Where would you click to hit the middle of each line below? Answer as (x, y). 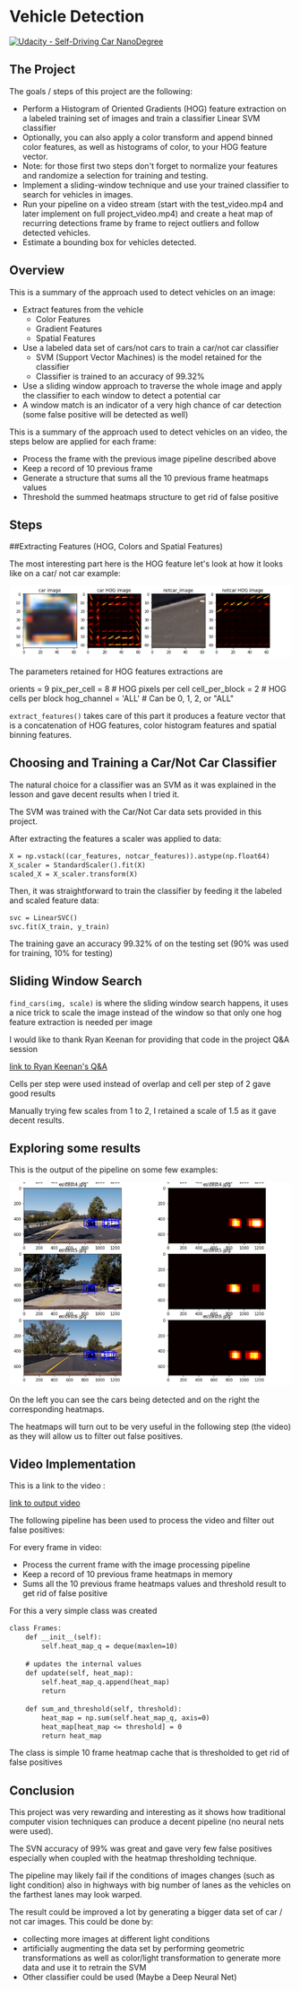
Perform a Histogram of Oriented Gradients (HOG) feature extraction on (154, 109)
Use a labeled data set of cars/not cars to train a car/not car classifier (150, 347)
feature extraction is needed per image (81, 1022)
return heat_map (72, 1736)
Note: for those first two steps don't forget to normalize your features (150, 166)
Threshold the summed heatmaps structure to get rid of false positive (150, 496)
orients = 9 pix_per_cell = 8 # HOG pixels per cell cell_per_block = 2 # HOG (148, 689)
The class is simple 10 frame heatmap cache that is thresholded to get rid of (150, 1753)
